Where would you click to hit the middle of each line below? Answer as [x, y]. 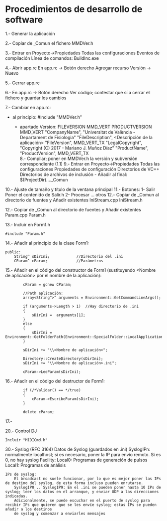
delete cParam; [39, 412]
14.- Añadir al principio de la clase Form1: [47, 243]
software [24, 20]
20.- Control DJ [21, 431]
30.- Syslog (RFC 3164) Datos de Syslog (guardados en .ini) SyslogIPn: [78, 449]
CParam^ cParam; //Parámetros [59, 261]
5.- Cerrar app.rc [22, 83]
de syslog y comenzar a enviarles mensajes [60, 514]
